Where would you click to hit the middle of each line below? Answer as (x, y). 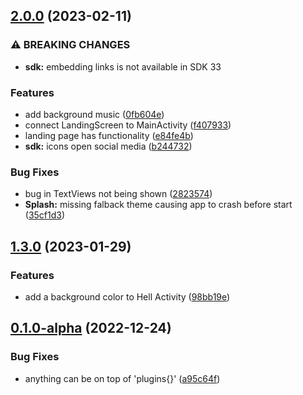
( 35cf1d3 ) (45, 215)
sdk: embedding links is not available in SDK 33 (123, 66)
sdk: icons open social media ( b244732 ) (108, 146)
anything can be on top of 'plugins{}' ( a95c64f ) (122, 378)
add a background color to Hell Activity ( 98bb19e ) (127, 296)
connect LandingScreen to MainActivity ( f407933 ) (128, 125)
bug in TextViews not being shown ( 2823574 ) (118, 194)
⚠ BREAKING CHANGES (70, 45)
